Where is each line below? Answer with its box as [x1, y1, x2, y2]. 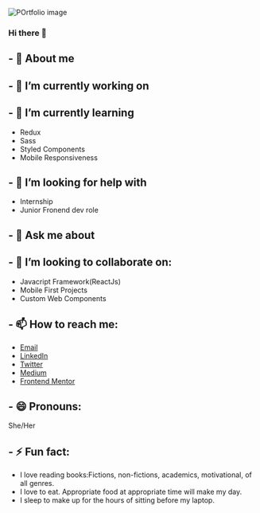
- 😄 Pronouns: [8, 399, 82, 413]
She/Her [8, 421, 36, 430]
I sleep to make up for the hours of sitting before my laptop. [19, 495, 215, 505]
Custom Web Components [19, 293, 107, 303]
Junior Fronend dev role [19, 206, 99, 215]
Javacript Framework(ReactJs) [19, 276, 122, 286]
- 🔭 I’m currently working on [8, 79, 149, 92]
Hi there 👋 [8, 27, 48, 38]
